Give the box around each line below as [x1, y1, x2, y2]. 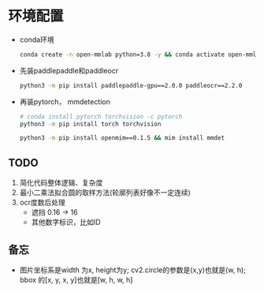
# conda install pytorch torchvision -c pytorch [19, 112, 183, 121]
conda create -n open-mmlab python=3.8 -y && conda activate [19, 51, 225, 58]
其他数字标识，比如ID [31, 218, 101, 227]
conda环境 [19, 35, 54, 44]
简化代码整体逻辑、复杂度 [19, 178, 103, 188]
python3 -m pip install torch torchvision [19, 120, 162, 128]
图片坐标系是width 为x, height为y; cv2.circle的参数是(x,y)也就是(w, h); [19, 265, 247, 275]
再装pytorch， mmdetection [19, 96, 110, 107]
